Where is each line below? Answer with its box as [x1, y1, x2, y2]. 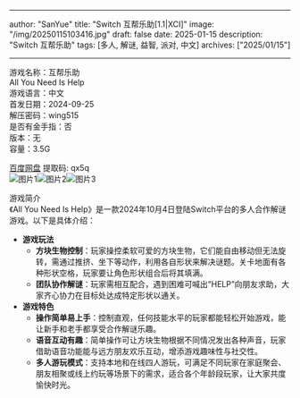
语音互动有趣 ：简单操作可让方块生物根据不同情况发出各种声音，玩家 [35, 334, 287, 345]
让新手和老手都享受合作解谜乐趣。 [35, 324, 162, 334]
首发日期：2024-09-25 [9, 99, 95, 109]
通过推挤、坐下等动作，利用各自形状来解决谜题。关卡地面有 [59, 257, 279, 267]
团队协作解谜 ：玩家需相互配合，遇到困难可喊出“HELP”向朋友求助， [35, 279, 282, 289]
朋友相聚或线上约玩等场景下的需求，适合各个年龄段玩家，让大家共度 [35, 368, 287, 378]
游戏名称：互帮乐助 [9, 67, 80, 77]
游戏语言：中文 [9, 88, 64, 98]
